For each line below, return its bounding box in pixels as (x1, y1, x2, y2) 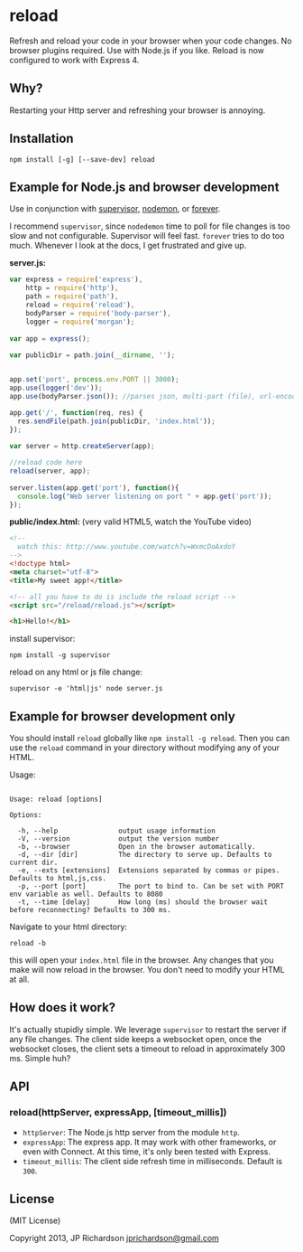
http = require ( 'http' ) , (25, 284, 119, 293)
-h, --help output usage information (17, 826, 216, 836)
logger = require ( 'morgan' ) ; (25, 317, 135, 326)
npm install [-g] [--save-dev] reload (9, 155, 155, 164)
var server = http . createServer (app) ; (9, 442, 155, 451)
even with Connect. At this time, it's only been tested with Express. (22, 1145, 271, 1157)
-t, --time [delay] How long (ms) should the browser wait (17, 898, 269, 907)
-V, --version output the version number (17, 834, 220, 843)
